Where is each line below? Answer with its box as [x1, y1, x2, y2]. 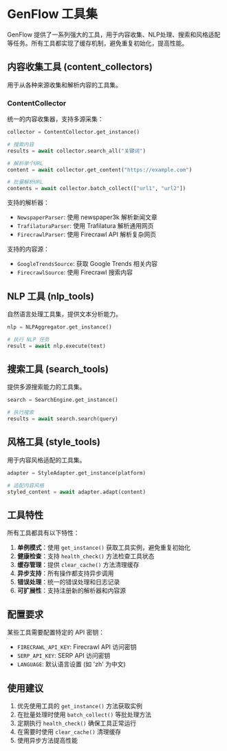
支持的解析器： [7, 198, 50, 207]
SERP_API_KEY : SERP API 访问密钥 [17, 652, 111, 660]
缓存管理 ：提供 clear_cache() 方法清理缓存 [17, 561, 140, 569]
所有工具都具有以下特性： [7, 528, 80, 537]
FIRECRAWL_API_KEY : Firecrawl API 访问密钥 [17, 643, 137, 651]
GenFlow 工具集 [7, 6, 98, 22]
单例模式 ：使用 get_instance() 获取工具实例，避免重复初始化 [17, 544, 191, 552]
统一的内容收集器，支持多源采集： [7, 115, 104, 123]
